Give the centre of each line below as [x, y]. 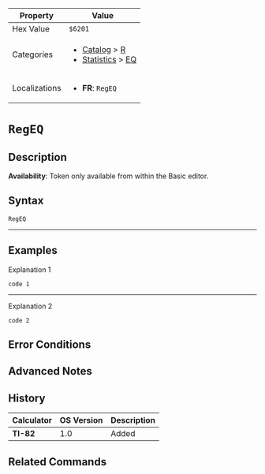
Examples [33, 250]
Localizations [37, 88]
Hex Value [31, 29]
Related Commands [58, 462]
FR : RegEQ [99, 88]
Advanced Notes [50, 371]
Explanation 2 [30, 306]
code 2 [19, 320]
